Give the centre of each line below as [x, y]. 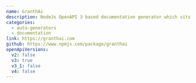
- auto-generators [34, 28]
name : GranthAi [25, 11]
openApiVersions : [27, 50]
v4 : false [23, 71]
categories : [21, 22]
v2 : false [23, 55]
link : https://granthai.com [41, 39]
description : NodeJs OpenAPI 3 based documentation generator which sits [99, 17]
